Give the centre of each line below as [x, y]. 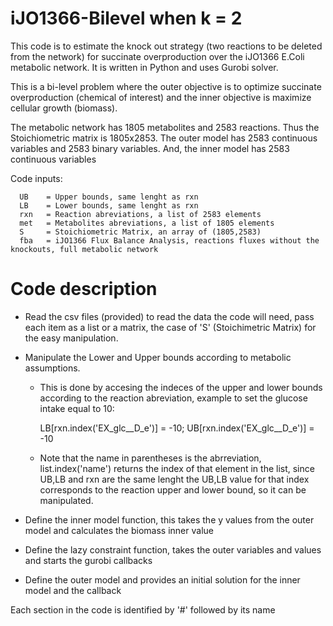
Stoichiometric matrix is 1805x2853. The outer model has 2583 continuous [164, 138]
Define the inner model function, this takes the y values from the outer [169, 519]
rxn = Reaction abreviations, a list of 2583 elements [140, 214]
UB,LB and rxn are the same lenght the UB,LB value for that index [174, 479]
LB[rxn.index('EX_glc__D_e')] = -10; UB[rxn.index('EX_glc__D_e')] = [177, 428]
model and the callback [73, 590]
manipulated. [66, 500]
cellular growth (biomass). [64, 108]
